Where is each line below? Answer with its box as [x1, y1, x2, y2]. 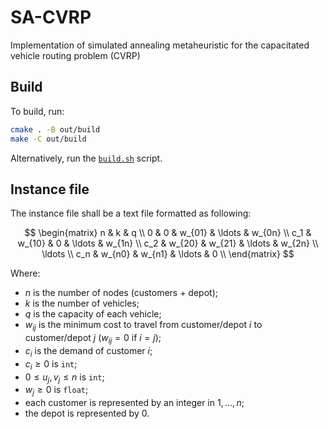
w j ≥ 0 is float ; [24, 384, 89, 398]
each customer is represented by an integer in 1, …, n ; [24, 397, 245, 409]
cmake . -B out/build [10, 124, 101, 135]
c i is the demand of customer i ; [24, 344, 153, 359]
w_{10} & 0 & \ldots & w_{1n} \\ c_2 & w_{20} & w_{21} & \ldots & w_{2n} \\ [17, 237, 319, 250]
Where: [10, 267, 41, 280]
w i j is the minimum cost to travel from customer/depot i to [24, 319, 263, 333]
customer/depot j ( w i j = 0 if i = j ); [24, 332, 162, 346]
